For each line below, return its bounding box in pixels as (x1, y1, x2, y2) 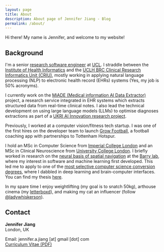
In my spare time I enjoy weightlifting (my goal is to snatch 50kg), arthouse (5, 184, 156, 189)
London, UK (5, 226, 29, 232)
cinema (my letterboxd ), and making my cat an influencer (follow (5, 189, 136, 195)
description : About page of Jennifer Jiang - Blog (5, 16, 111, 21)
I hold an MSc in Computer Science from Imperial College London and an (5, 143, 153, 149)
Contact (5, 208, 30, 217)
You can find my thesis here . (5, 174, 63, 180)
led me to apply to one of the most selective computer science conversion (5, 163, 156, 170)
